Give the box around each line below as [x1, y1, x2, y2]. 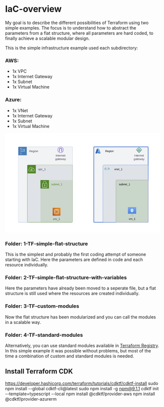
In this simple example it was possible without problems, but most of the [5, 348, 151, 354]
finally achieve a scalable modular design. [5, 35, 90, 41]
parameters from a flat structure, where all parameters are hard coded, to [5, 30, 154, 36]
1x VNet [12, 107, 28, 114]
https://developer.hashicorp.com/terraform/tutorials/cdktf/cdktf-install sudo [5, 380, 159, 386]
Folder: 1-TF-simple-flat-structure [5, 240, 88, 247]
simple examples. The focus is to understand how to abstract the [5, 25, 137, 30]
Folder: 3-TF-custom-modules [5, 303, 80, 310]
